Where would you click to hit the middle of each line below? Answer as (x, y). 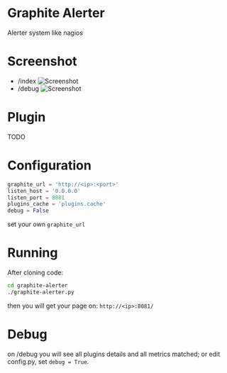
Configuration (50, 165)
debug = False (28, 211)
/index (27, 81)
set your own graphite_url (46, 224)
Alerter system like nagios (45, 33)
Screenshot (42, 61)
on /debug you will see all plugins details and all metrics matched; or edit (114, 354)
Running (33, 253)
